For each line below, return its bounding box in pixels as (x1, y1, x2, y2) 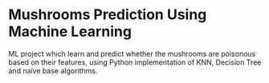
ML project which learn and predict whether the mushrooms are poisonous (8, 49, 256, 58)
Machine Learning (8, 22, 132, 41)
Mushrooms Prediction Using (8, 6, 207, 24)
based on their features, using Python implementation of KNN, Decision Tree (8, 57, 262, 67)
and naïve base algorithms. (8, 65, 98, 75)
